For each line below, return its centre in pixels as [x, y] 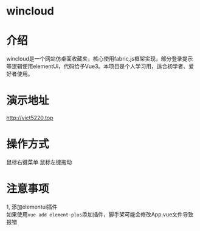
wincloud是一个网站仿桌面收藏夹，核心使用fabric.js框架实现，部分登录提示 [100, 59]
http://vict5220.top [30, 118]
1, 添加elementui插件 [32, 207]
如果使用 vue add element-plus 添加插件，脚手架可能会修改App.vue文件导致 [100, 214]
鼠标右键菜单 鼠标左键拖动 [39, 162]
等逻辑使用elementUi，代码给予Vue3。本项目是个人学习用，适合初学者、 [98, 66]
